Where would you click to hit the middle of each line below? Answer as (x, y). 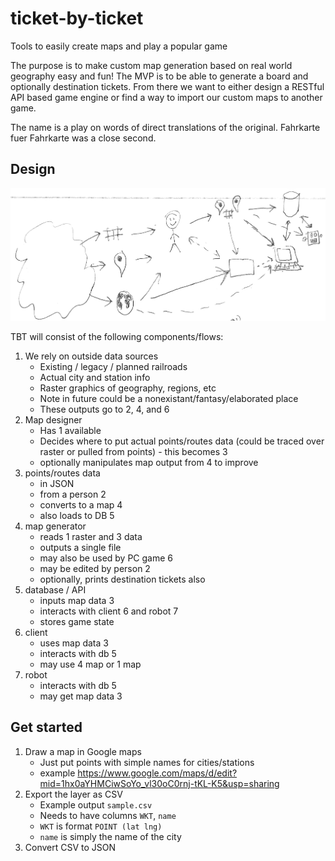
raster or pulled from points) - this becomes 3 (133, 452)
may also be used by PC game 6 (106, 558)
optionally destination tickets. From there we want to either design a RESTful (167, 86)
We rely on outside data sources (91, 356)
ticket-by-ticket (77, 18)
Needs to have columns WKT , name (108, 815)
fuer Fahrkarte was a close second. (83, 138)
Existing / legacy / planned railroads (113, 367)
